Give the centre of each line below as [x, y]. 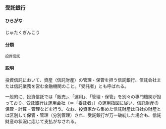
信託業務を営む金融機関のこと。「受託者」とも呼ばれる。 [71, 86]
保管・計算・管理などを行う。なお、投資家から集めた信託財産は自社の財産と [83, 109]
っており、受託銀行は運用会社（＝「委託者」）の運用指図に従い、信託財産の [82, 103]
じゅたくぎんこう [23, 33]
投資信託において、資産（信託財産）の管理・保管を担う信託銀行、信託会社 [81, 80]
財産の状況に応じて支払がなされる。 [42, 121]
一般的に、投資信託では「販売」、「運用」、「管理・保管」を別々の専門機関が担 [83, 96]
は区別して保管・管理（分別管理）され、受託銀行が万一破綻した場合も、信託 [83, 115]
